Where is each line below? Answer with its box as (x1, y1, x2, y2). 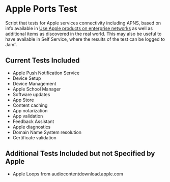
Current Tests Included (5, 56, 80, 65)
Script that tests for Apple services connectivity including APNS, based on (5, 20, 161, 26)
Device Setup (12, 75, 41, 81)
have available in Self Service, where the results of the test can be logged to (5, 36, 165, 42)
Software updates (12, 91, 50, 97)
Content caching (12, 102, 48, 108)
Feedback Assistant (12, 118, 54, 125)
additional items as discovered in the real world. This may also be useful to (5, 31, 162, 37)
